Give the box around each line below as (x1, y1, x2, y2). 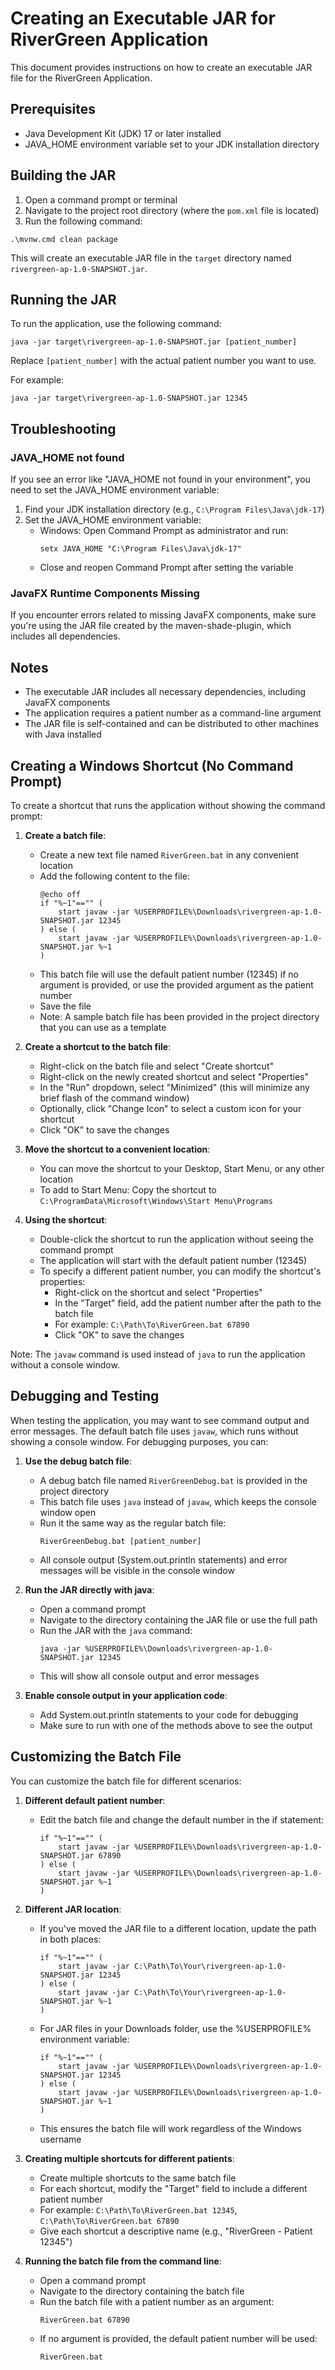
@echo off (39, 889, 82, 899)
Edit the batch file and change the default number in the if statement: (39, 1813, 325, 1826)
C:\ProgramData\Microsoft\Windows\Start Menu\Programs (39, 1196, 273, 1206)
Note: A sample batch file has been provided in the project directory (39, 1010, 320, 1022)
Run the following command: (24, 215, 143, 227)
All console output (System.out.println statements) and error (39, 1553, 288, 1566)
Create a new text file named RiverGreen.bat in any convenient (39, 848, 300, 861)
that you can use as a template (39, 1021, 167, 1033)
